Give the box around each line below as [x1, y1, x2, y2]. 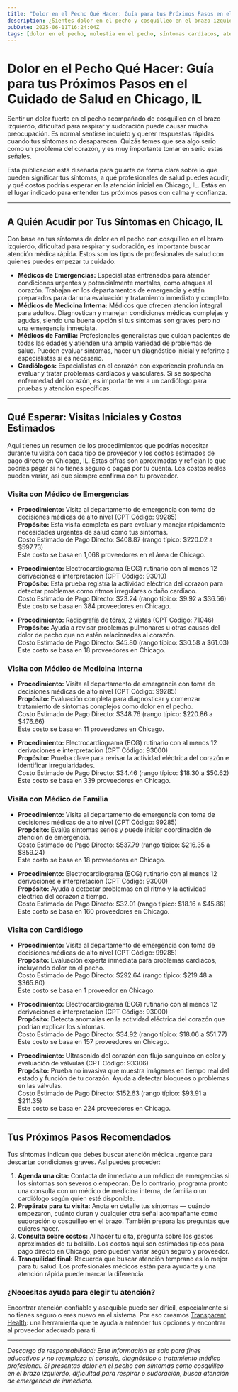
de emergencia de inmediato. [7, 1376, 93, 1385]
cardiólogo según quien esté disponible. [17, 1194, 135, 1202]
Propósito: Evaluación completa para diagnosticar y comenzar [17, 695, 200, 703]
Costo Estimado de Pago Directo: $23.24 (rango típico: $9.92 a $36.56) [17, 594, 227, 603]
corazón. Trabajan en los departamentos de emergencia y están [17, 286, 205, 295]
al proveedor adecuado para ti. [7, 1326, 98, 1335]
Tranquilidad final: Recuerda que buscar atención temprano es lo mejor [17, 1254, 228, 1263]
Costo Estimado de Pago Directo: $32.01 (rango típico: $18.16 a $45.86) [17, 899, 227, 908]
